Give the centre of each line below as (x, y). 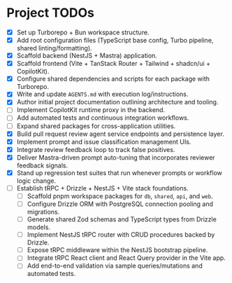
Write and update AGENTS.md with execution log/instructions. (102, 94)
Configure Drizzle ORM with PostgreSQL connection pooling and (120, 204)
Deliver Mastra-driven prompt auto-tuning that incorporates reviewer (116, 157)
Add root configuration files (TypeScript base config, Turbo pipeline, (115, 40)
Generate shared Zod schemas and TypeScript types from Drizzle (122, 219)
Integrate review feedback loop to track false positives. (96, 149)
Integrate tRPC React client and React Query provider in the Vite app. (126, 258)
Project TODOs (51, 13)
